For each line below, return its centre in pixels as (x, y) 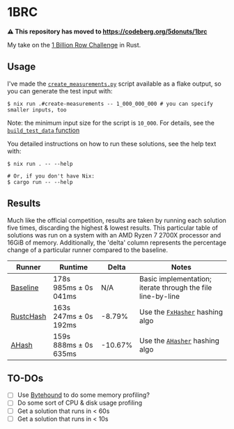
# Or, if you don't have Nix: (51, 176)
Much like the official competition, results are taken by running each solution (117, 220)
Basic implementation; (175, 279)
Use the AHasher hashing (179, 341)
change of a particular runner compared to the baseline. (88, 250)
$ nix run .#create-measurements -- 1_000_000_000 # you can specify (110, 104)
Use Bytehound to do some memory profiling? (83, 395)
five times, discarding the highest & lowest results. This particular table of (112, 228)
